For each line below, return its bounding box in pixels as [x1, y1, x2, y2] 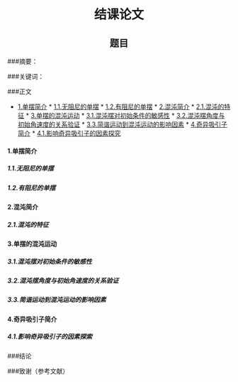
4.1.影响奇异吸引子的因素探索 [7, 332, 93, 341]
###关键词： [7, 72, 45, 80]
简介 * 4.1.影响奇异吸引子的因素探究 [17, 129, 121, 137]
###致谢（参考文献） [7, 366, 69, 375]
